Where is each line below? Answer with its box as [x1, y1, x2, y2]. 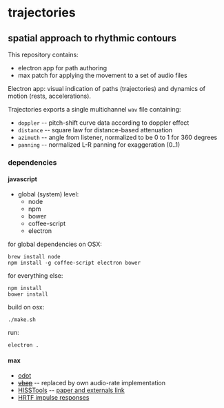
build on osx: [8, 303, 45, 312]
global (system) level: [17, 190, 79, 198]
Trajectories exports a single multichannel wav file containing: [8, 105, 181, 113]
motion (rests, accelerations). [8, 92, 92, 100]
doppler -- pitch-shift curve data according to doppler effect [17, 119, 190, 127]
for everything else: [8, 272, 63, 280]
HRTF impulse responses [17, 394, 90, 402]
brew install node [8, 254, 61, 261]
